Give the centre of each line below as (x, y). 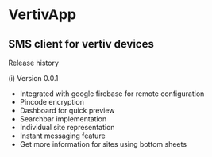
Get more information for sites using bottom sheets (103, 144)
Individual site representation (67, 127)
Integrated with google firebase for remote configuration (112, 94)
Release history (34, 63)
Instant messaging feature (62, 136)
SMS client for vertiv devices (81, 44)
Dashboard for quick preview (67, 110)
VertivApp (42, 15)
